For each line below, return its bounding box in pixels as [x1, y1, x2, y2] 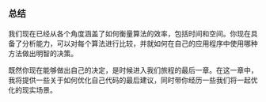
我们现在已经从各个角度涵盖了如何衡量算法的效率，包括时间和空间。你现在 [8, 28, 251, 38]
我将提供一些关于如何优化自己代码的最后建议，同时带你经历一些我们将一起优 [8, 75, 258, 85]
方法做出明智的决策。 [8, 48, 78, 58]
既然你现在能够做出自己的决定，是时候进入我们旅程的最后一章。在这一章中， [8, 65, 258, 74]
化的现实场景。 [8, 85, 57, 94]
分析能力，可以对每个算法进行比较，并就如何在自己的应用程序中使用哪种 [21, 39, 258, 48]
